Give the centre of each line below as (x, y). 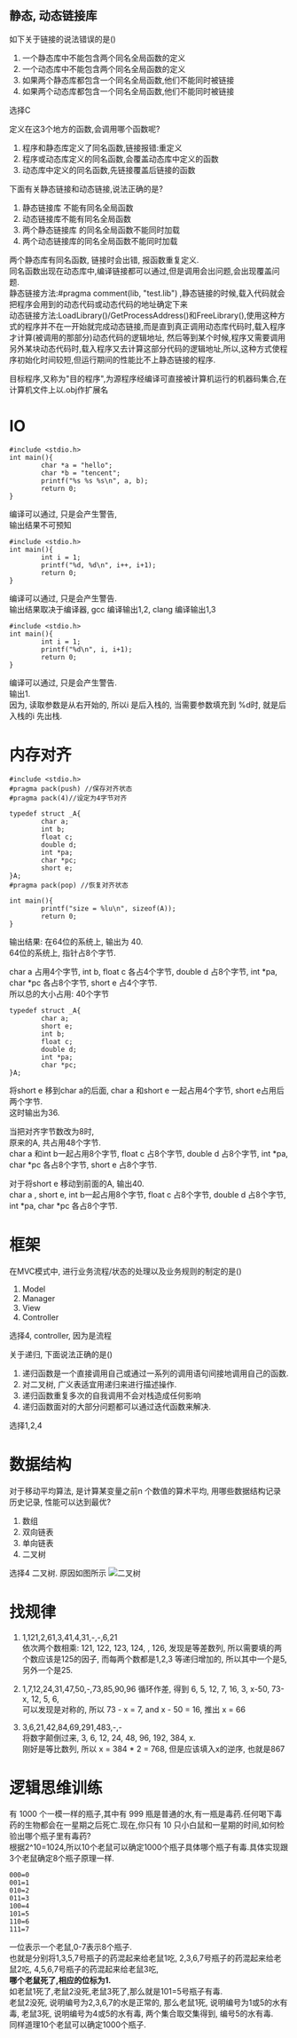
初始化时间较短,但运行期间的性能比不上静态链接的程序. (116, 359)
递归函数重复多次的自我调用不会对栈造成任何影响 (111, 1395)
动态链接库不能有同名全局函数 (76, 218)
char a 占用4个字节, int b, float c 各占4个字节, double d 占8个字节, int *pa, (143, 971)
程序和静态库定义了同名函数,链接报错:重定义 (102, 147)
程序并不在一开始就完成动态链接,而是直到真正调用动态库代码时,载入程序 (155, 326)
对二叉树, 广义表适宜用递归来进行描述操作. (99, 1384)
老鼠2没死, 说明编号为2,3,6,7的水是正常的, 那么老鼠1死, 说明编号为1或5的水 (145, 2002)
